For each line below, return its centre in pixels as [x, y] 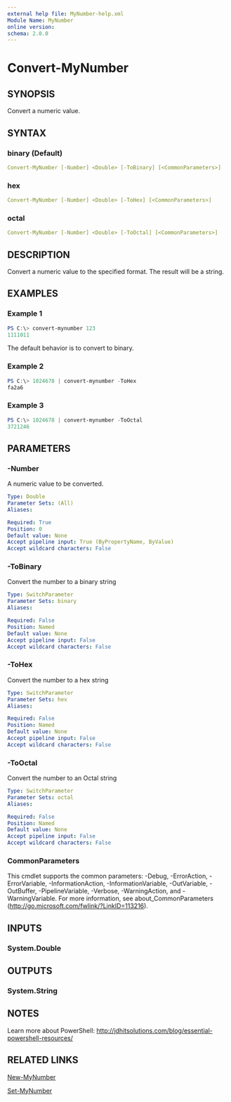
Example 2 [26, 366]
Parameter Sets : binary [42, 602]
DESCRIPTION [39, 255]
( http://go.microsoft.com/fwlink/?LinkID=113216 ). [78, 906]
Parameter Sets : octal [40, 797]
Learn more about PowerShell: [51, 1030]
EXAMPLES [33, 293]
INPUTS [25, 928]
